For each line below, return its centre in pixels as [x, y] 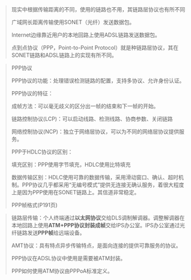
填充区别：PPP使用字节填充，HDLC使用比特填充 [71, 165]
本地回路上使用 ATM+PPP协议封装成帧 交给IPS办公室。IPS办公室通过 [95, 225]
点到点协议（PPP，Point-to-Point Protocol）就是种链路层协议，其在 [95, 48]
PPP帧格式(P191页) [34, 205]
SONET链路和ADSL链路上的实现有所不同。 [64, 55]
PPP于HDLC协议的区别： [42, 152]
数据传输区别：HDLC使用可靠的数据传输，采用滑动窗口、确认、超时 [95, 177]
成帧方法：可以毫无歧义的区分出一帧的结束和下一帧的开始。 [85, 106]
